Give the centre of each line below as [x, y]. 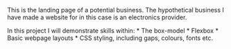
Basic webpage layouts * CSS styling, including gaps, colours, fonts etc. [110, 38]
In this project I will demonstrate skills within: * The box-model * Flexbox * [113, 31]
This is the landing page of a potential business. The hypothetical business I [115, 10]
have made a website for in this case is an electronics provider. [97, 17]
